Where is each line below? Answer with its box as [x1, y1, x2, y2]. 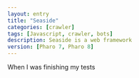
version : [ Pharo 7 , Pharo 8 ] [7, 43, 94, 50]
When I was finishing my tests [7, 63, 96, 71]
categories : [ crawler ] [7, 23, 75, 30]
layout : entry [7, 10, 50, 18]
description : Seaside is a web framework [7, 37, 133, 44]
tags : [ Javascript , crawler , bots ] [7, 30, 113, 38]
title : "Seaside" [7, 17, 59, 24]
